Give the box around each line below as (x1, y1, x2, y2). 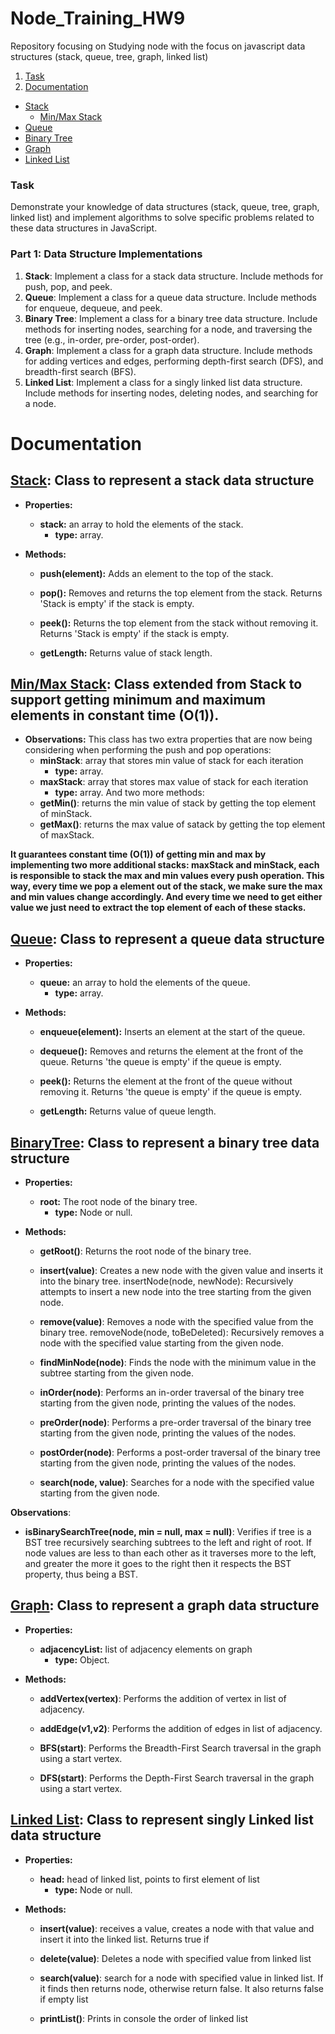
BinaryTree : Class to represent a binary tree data (10, 1134, 320, 1151)
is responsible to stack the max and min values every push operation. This (10, 870, 325, 882)
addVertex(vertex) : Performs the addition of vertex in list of (39, 1692, 287, 1704)
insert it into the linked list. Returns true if (39, 1933, 210, 1945)
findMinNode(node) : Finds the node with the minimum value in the (39, 1356, 317, 1368)
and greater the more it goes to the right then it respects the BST (24, 1557, 292, 1569)
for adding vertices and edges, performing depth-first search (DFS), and (24, 355, 324, 367)
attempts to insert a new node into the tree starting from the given (39, 1285, 312, 1297)
